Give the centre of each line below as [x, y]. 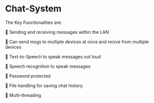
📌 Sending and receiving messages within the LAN [57, 32]
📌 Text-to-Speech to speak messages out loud [53, 56]
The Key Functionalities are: [34, 22]
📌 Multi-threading [23, 95]
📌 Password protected [28, 76]
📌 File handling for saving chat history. [44, 86]
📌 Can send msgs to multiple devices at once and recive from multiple [77, 42]
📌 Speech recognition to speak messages [48, 66]
